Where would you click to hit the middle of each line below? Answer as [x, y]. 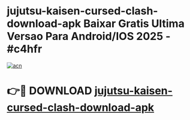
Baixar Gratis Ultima [134, 24]
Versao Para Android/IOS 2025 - [89, 36]
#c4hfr [25, 49]
